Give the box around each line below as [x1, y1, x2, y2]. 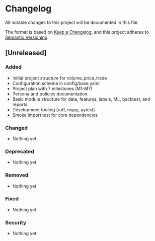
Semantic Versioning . [5, 34, 49, 40]
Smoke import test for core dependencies [12, 112, 98, 118]
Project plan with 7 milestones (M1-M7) [12, 85, 93, 91]
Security [5, 219, 26, 226]
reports [12, 101, 28, 107]
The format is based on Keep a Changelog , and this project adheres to [5, 29, 149, 35]
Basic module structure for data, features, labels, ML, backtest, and [12, 96, 151, 102]
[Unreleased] [5, 49, 47, 57]
